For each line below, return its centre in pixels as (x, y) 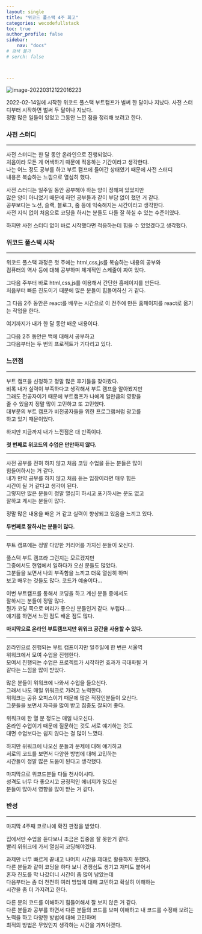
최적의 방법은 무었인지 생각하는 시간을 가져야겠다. (64, 925)
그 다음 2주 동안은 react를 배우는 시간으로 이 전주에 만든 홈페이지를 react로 (94, 303)
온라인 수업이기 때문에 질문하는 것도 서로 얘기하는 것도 (70, 726)
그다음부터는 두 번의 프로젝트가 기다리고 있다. (59, 344)
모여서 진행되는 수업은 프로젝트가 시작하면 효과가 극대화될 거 (77, 662)
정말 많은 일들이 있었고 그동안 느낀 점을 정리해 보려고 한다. (74, 117)
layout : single (25, 12)
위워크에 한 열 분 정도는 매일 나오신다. (50, 718)
